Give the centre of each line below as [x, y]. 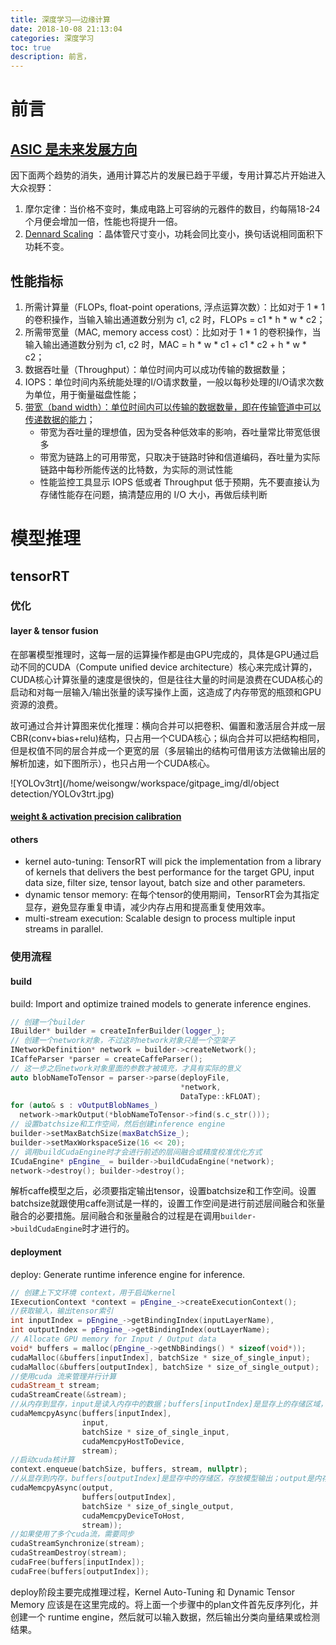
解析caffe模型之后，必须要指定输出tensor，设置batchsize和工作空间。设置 [163, 1191]
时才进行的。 [108, 1228]
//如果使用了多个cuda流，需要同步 [72, 1534]
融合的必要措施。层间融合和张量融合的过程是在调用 [115, 1216]
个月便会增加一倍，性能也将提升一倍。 [103, 222]
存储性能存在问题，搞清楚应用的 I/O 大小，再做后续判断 [153, 494]
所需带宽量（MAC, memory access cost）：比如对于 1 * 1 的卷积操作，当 [173, 332]
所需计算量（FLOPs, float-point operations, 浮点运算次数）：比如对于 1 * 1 [174, 307]
